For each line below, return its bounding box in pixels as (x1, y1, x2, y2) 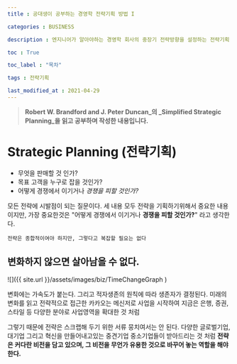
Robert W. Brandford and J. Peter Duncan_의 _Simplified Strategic (24, 107, 221, 116)
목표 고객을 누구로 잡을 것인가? (17, 177, 103, 186)
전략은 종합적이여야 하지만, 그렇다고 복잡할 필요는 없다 (7, 235, 147, 242)
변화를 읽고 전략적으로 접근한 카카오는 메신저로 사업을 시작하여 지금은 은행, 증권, (7, 299, 229, 307)
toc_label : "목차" (7, 62, 62, 69)
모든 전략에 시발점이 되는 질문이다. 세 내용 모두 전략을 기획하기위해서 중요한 (7, 202, 216, 210)
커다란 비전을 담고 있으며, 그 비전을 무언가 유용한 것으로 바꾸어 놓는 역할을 (14, 340, 216, 348)
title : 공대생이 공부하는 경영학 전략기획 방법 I (7, 10, 135, 18)
